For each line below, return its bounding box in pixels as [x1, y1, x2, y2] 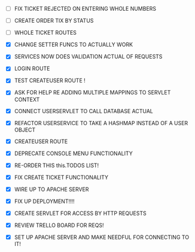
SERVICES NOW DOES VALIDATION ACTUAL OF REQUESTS [14, 53, 163, 60]
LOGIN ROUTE [14, 65, 50, 72]
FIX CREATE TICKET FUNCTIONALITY [14, 174, 109, 181]
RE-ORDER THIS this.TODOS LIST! [14, 162, 99, 169]
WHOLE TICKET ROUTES [14, 29, 77, 37]
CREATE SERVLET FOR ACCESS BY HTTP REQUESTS [14, 210, 147, 217]
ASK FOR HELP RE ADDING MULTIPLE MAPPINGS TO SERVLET [14, 89, 171, 96]
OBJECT [14, 126, 36, 133]
